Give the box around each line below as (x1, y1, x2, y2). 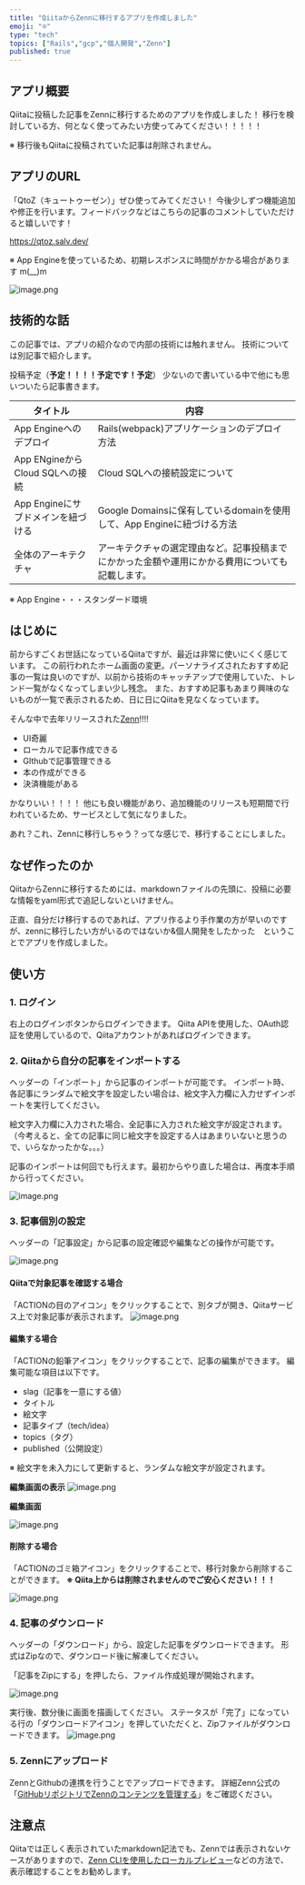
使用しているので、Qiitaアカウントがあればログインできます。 (25, 1029, 256, 1040)
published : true (9, 47, 71, 56)
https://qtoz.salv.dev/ (9, 236, 89, 247)
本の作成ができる (22, 767, 87, 778)
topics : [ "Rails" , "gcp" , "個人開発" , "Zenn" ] (9, 38, 171, 48)
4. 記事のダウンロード (9, 1617, 104, 1629)
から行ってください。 (9, 1173, 89, 1184)
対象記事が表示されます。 (33, 1311, 129, 1322)
